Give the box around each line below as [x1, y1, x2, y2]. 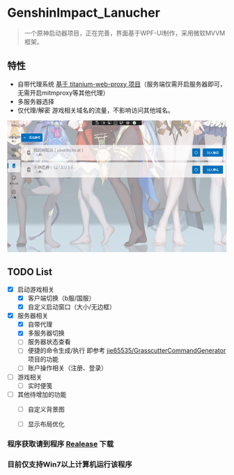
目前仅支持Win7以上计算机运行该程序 [7, 459, 132, 469]
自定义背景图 [27, 405, 65, 413]
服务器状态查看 [27, 338, 71, 346]
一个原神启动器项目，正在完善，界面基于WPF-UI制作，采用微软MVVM [24, 29, 226, 37]
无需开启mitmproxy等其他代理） [17, 89, 109, 97]
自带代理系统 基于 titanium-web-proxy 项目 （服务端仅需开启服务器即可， [17, 80, 226, 88]
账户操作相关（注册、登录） [27, 364, 108, 372]
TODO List [7, 266, 52, 278]
